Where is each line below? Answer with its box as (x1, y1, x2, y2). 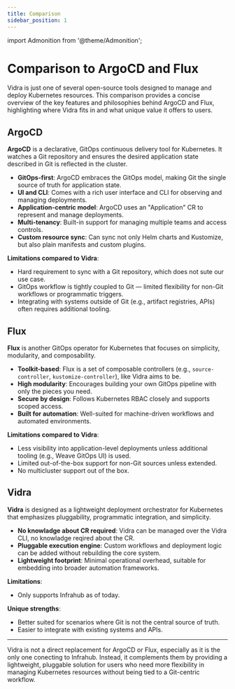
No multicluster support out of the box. (17, 467, 129, 475)
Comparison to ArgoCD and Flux (7, 60, 199, 76)
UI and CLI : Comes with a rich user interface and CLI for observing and (17, 189, 222, 197)
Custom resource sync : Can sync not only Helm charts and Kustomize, (17, 233, 224, 242)
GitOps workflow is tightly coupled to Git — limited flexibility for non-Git (17, 282, 224, 291)
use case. (17, 275, 46, 284)
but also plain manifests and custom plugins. (17, 240, 146, 249)
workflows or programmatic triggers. (17, 290, 124, 299)
